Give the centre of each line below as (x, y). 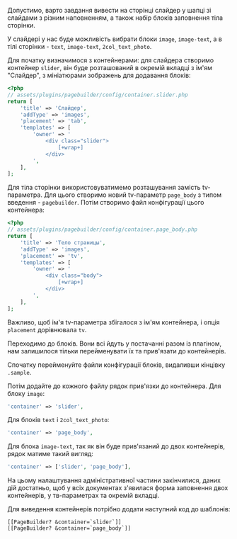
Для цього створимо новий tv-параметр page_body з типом (133, 195)
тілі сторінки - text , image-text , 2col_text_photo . (80, 46)
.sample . (19, 372)
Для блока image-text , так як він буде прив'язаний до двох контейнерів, (116, 446)
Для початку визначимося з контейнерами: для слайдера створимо (111, 60)
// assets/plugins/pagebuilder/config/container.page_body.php (103, 229)
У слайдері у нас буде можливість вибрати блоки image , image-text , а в (115, 39)
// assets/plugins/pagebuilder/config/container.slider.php (98, 95)
